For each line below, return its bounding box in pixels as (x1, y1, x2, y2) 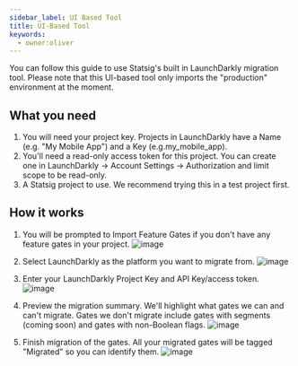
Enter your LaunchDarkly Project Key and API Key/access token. (22, 273, 259, 283)
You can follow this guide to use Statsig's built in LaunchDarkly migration (9, 63, 279, 74)
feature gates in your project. (22, 239, 130, 249)
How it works (9, 205, 84, 221)
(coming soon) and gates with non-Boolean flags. (22, 319, 206, 330)
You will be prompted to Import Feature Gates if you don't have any (22, 229, 271, 240)
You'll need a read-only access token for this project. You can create (22, 151, 276, 161)
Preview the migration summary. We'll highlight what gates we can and (22, 300, 285, 310)
